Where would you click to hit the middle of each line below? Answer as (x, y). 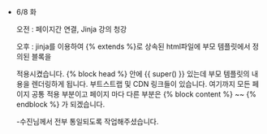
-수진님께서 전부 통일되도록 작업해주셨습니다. (87, 121)
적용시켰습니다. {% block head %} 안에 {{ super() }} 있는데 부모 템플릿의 (133, 74)
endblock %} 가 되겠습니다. (60, 104)
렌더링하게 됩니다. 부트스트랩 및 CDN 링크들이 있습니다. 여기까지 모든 (141, 84)
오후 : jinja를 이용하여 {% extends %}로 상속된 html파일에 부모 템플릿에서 (133, 46)
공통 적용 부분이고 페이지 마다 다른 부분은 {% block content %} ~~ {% (144, 94)
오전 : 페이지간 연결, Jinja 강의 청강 (71, 29)
